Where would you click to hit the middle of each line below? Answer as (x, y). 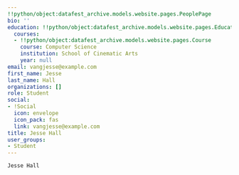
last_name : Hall (31, 80)
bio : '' (19, 21)
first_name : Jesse (34, 73)
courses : (27, 34)
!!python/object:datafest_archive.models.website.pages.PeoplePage (110, 14)
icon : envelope (36, 113)
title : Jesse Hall (34, 133)
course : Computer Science (59, 47)
